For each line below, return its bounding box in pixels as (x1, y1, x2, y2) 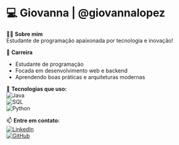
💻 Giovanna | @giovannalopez (6, 6, 166, 20)
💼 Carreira (6, 48, 33, 56)
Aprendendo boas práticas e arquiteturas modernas (15, 73, 146, 80)
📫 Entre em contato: (6, 116, 60, 124)
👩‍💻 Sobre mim (6, 30, 43, 38)
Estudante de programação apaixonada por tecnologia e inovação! (6, 37, 174, 44)
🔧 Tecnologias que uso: (6, 85, 67, 93)
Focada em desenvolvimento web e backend (15, 66, 128, 74)
